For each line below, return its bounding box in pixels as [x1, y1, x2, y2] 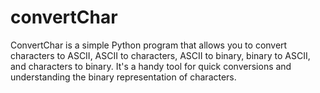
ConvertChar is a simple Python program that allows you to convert [10, 39, 288, 51]
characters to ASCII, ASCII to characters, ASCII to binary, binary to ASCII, [10, 49, 311, 61]
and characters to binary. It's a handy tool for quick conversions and [10, 60, 292, 72]
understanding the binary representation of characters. [10, 71, 237, 83]
